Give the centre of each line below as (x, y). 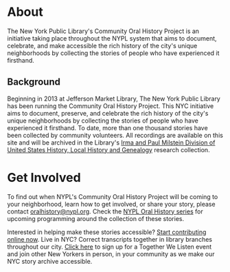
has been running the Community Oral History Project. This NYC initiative (111, 106)
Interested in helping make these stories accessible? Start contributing (107, 232)
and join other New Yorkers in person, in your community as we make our (111, 254)
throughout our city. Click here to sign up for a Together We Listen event (110, 247)
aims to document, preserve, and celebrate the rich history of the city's (108, 113)
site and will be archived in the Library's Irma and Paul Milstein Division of (111, 143)
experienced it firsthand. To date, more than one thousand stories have (107, 127)
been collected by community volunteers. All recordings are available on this (115, 135)
